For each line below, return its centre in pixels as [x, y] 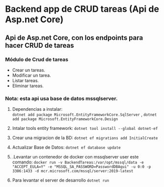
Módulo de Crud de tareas [37, 59]
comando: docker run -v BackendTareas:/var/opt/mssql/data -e [78, 162]
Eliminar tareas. [28, 86]
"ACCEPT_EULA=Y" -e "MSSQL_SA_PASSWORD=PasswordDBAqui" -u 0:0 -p [82, 167]
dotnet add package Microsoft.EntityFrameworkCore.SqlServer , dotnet [84, 115]
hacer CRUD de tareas [40, 45]
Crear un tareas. [29, 70]
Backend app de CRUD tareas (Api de [82, 9]
